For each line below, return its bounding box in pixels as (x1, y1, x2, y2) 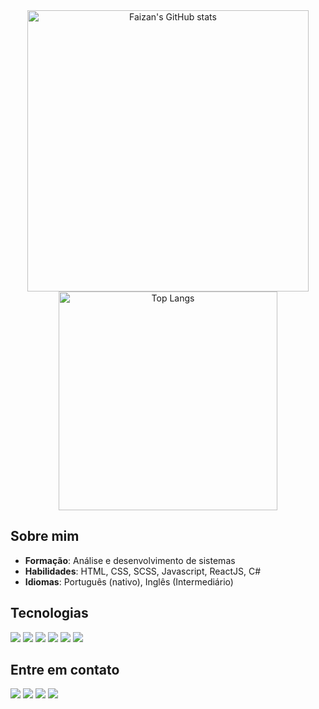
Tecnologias (10, 605, 89, 622)
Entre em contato (10, 662, 120, 679)
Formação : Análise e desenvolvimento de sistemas (24, 554, 236, 566)
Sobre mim (10, 528, 80, 545)
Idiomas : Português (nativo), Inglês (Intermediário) (24, 575, 234, 588)
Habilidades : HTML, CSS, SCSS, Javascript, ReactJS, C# (24, 565, 262, 577)
